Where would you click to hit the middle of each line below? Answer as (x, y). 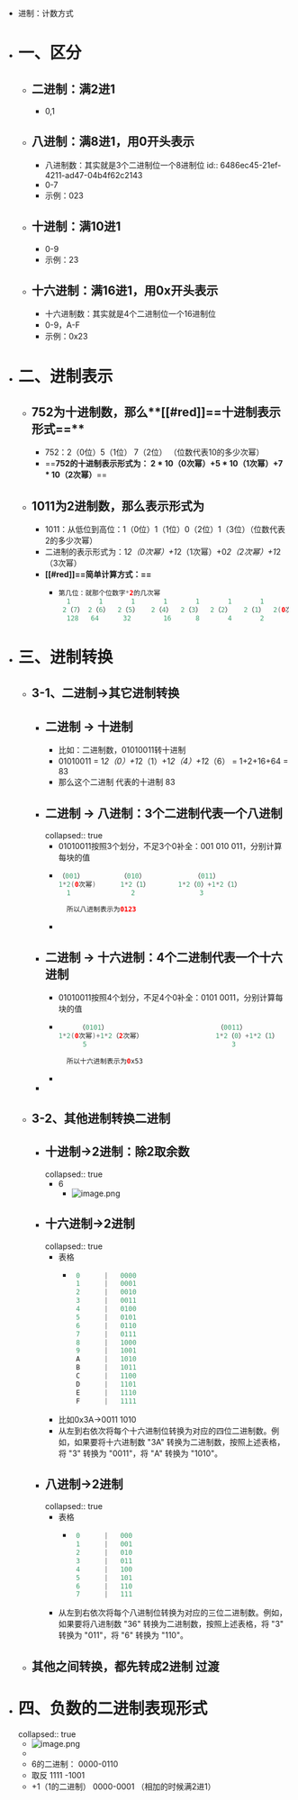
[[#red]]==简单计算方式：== (98, 574)
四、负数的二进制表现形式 (113, 1708)
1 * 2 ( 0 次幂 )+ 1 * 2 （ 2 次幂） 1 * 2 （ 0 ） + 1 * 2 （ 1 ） (168, 1036)
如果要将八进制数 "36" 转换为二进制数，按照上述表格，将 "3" (171, 1624)
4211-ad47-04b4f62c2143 (94, 175)
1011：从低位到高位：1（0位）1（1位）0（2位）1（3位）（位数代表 (165, 529)
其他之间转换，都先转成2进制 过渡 (125, 1666)
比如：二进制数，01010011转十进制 (122, 750)
